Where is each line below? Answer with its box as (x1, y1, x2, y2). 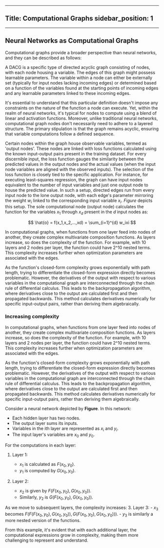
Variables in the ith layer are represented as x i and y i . (12, 425, 119, 433)
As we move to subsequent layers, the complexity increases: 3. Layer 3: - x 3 (5, 504, 159, 512)
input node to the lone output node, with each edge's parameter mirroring (5, 192, 154, 198)
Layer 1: (12, 452, 28, 458)
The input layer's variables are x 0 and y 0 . (12, 432, 95, 439)
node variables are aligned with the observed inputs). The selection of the (5, 166, 154, 172)
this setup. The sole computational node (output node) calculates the (5, 204, 144, 210)
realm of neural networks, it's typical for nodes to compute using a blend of (5, 110, 157, 116)
